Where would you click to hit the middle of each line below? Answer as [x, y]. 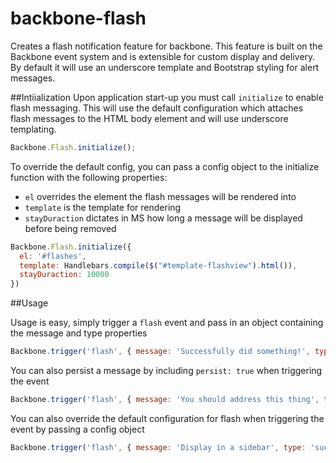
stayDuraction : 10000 [64, 275]
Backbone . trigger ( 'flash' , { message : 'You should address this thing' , [165, 400]
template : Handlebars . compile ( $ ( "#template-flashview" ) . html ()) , [158, 265]
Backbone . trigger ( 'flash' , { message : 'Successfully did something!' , [160, 352]
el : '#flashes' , [53, 256]
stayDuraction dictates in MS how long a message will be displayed [163, 218]
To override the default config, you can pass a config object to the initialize [165, 166]
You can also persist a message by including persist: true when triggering [166, 371]
